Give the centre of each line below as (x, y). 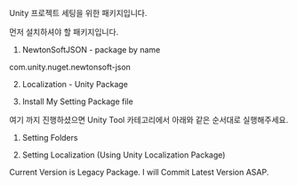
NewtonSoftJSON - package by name (91, 50)
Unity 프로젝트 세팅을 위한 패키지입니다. (78, 13)
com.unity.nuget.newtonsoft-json (70, 67)
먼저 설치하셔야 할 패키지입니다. (64, 32)
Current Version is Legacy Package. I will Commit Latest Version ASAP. (139, 172)
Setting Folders (50, 137)
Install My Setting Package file (77, 101)
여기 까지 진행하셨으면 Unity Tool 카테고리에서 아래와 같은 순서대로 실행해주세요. (149, 120)
